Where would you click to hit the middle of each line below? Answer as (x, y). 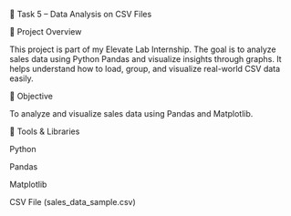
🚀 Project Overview (46, 31)
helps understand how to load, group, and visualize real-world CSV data (145, 69)
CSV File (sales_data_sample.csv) (73, 202)
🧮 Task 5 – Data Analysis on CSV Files (81, 14)
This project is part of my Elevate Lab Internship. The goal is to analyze (143, 49)
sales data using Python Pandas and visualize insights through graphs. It (145, 59)
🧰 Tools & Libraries (45, 131)
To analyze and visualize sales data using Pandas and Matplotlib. (131, 113)
